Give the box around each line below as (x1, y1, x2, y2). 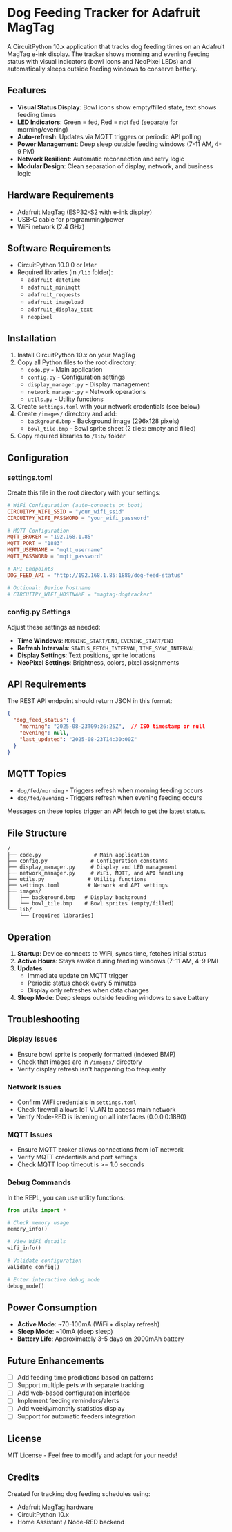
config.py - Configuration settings (27, 373, 126, 382)
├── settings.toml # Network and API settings (7, 882, 168, 889)
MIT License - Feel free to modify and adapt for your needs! (7, 1451, 177, 1459)
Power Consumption (7, 1301, 97, 1313)
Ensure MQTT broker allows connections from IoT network (17, 1146, 184, 1154)
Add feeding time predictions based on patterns (17, 1373, 154, 1382)
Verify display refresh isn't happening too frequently (17, 1065, 166, 1073)
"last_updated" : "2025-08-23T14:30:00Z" (19, 736, 137, 742)
